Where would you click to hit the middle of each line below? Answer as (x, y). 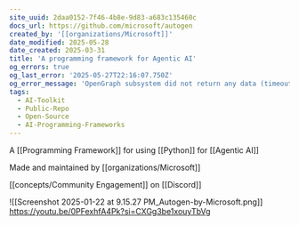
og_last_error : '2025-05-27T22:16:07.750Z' (91, 76)
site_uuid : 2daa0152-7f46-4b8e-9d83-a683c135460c (103, 17)
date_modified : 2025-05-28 (59, 42)
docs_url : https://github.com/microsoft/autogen (101, 26)
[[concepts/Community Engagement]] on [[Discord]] (105, 185)
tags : (19, 92)
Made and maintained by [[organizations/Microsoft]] (105, 167)
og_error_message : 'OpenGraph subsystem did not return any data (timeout (151, 84)
